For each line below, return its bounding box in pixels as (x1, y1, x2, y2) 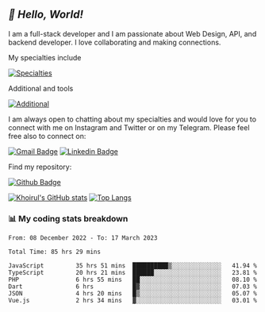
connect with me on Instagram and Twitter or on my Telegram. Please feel (8, 122, 250, 132)
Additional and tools (8, 83, 74, 93)
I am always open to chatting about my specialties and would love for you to (8, 114, 256, 124)
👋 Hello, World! (8, 8, 83, 21)
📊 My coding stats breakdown (8, 213, 129, 224)
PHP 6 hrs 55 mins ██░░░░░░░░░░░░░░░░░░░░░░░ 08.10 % (8, 275, 258, 284)
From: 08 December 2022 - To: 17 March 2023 (8, 234, 158, 242)
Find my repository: (8, 162, 72, 171)
